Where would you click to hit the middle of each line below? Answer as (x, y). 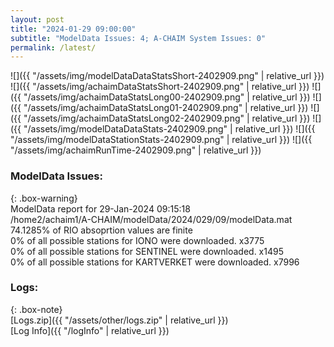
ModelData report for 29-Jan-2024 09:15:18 (100, 208)
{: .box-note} (36, 309)
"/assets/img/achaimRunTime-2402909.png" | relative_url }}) (136, 150)
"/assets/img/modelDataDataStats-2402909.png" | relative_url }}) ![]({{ (169, 129)
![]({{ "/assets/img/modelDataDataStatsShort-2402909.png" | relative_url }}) (167, 76)
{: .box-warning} (44, 198)
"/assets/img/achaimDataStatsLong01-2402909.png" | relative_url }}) (166, 108)
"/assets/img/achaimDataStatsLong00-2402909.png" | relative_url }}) (167, 97)
